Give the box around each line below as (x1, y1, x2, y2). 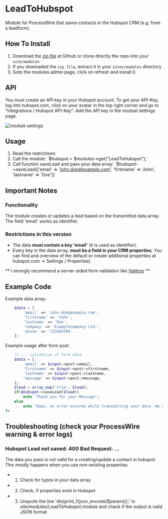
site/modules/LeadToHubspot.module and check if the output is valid (19, 503, 162, 510)
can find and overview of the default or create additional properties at (12, 253, 156, 259)
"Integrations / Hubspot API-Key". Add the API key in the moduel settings (5, 108, 155, 114)
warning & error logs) (5, 430, 73, 439)
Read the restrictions (12, 150, 56, 156)
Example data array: (5, 296, 46, 302)
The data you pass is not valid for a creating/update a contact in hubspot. (5, 457, 156, 463)
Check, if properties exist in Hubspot (19, 488, 96, 494)
